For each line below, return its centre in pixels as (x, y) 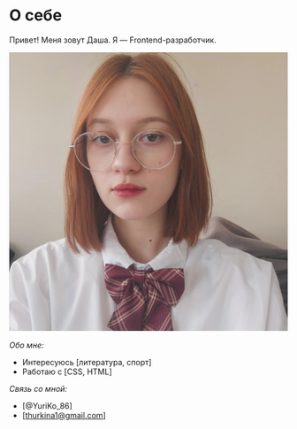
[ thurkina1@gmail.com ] (64, 415)
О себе (36, 15)
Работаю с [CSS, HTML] (67, 372)
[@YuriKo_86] (47, 406)
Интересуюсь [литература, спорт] (87, 362)
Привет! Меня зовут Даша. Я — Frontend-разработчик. (113, 40)
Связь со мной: (38, 388)
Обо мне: (27, 345)
